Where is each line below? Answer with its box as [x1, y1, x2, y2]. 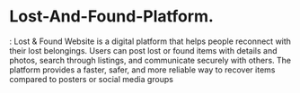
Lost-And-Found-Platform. [9, 6, 214, 27]
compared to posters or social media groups [9, 73, 173, 84]
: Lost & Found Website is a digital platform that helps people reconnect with [9, 36, 292, 46]
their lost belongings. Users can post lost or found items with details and [9, 45, 278, 55]
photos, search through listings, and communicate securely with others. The [9, 55, 292, 65]
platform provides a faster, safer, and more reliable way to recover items [9, 64, 276, 75]
